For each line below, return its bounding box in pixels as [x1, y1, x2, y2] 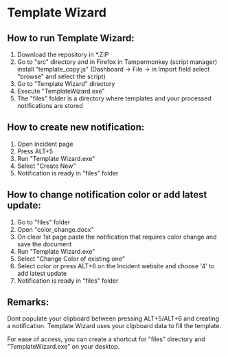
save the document [16, 239, 72, 248]
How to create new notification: [7, 122, 145, 133]
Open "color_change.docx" [16, 225, 94, 233]
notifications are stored [16, 102, 83, 109]
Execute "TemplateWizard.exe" [16, 87, 105, 95]
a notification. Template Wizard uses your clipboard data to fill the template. [7, 322, 222, 330]
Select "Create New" [16, 162, 76, 170]
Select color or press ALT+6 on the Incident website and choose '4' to [16, 261, 215, 270]
